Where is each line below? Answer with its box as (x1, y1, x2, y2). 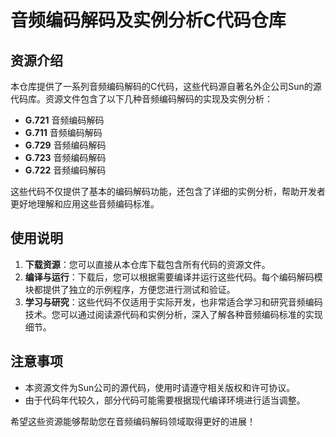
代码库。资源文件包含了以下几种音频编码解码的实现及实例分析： (10, 93, 273, 105)
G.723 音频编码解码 (24, 152, 107, 163)
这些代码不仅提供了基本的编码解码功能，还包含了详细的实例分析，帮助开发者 (10, 186, 326, 197)
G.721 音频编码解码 (24, 114, 105, 126)
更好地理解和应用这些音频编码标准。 (10, 198, 160, 210)
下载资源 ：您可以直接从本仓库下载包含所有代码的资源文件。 (24, 258, 271, 270)
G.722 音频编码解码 (24, 164, 107, 176)
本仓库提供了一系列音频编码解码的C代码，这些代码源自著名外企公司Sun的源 (10, 81, 322, 92)
